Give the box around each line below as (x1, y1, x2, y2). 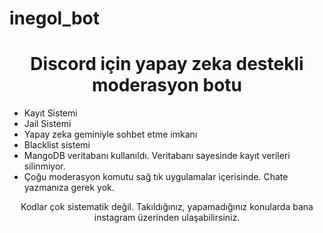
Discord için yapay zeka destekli (30, 53, 304, 76)
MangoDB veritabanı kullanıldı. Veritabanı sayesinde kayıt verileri (23, 150, 291, 162)
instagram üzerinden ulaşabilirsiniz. (93, 212, 241, 224)
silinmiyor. (23, 160, 66, 172)
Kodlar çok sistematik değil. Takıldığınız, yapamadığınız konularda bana (20, 201, 314, 213)
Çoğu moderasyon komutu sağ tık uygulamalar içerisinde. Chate (23, 171, 289, 183)
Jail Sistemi (23, 118, 72, 130)
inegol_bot (9, 7, 101, 30)
